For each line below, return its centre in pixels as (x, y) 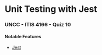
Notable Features (23, 36)
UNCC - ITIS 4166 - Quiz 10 (38, 25)
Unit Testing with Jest (51, 9)
